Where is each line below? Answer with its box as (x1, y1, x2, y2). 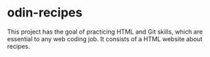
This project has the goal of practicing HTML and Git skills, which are (7, 27, 203, 36)
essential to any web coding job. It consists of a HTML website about (7, 34, 203, 43)
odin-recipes (7, 5, 83, 21)
